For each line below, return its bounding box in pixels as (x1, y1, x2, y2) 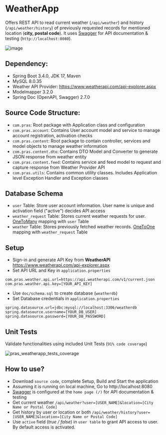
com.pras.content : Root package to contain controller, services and (12, 138, 151, 144)
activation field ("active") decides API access (12, 208, 106, 214)
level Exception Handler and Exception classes (12, 175, 109, 181)
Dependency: (5, 59, 48, 68)
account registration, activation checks (12, 132, 93, 138)
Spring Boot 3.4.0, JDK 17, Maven (12, 73, 81, 79)
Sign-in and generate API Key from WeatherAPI (12, 257, 111, 263)
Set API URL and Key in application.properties (12, 268, 111, 274)
